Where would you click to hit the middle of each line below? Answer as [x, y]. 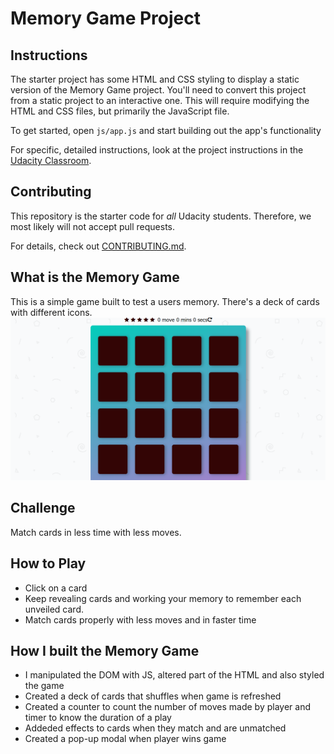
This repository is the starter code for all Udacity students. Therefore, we [161, 216]
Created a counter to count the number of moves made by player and [168, 707]
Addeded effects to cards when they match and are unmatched [155, 728]
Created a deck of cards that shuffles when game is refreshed [153, 696]
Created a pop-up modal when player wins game [125, 739]
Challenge [43, 508]
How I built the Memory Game [105, 651]
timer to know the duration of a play [98, 718]
